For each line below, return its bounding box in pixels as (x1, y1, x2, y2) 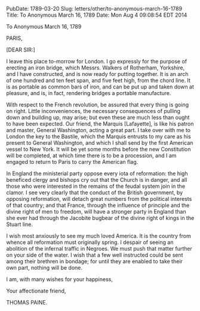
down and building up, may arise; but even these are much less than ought (6, 114, 190, 121)
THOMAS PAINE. (6, 299, 48, 306)
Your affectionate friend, (6, 287, 66, 294)
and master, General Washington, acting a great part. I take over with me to (6, 127, 191, 133)
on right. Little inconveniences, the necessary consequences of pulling (6, 108, 181, 114)
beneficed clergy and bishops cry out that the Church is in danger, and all (6, 176, 187, 183)
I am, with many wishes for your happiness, (6, 276, 113, 283)
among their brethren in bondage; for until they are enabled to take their (6, 258, 183, 265)
